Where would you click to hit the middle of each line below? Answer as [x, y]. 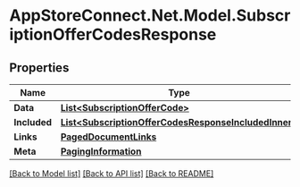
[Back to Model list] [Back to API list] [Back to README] [112, 174]
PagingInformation [101, 151]
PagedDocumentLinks [108, 137]
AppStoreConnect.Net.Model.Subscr [150, 16]
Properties [39, 68]
